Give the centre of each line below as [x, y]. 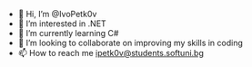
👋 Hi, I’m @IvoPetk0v [57, 14]
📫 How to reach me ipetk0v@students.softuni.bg [111, 53]
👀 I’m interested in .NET [62, 24]
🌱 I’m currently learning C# [68, 33]
